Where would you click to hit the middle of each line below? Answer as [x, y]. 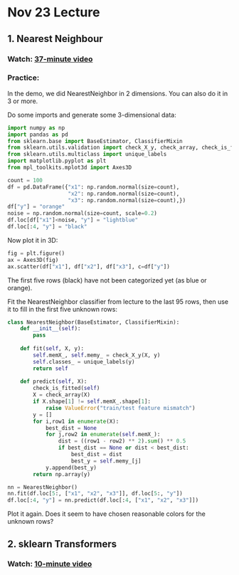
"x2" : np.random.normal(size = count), [124, 194]
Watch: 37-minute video [50, 59]
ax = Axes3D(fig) [33, 260]
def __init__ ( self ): [51, 329]
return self [51, 368]
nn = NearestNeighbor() [43, 487]
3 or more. [23, 101]
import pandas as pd [38, 134]
